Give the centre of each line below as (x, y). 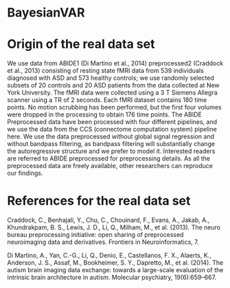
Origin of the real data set (81, 44)
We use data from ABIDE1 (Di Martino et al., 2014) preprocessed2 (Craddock (115, 63)
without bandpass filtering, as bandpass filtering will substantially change (111, 144)
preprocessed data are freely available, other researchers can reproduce (110, 166)
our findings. (25, 173)
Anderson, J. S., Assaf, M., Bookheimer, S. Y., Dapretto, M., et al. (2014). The (115, 263)
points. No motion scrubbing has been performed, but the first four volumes (114, 107)
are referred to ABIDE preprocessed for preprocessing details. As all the (109, 158)
